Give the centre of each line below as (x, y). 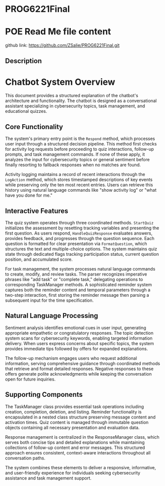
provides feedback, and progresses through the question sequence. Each (80, 239)
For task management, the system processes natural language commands (80, 269)
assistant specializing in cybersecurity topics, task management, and (75, 106)
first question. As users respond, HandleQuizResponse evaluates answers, (79, 233)
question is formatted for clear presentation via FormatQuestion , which (76, 244)
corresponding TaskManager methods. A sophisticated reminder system (79, 285)
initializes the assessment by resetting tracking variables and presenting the (82, 228)
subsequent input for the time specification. (49, 300)
